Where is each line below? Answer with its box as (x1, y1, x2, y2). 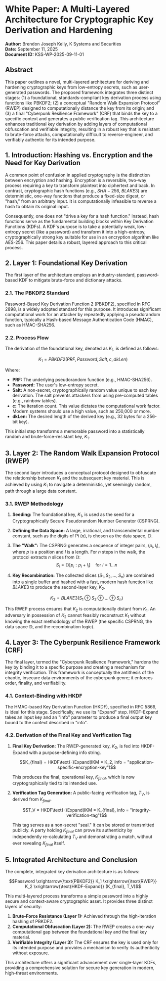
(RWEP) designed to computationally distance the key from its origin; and (5, 105, 154, 111)
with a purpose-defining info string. (29, 749, 101, 755)
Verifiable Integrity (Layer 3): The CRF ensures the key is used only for (12, 939, 159, 945)
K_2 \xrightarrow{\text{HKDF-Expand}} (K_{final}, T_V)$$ (25, 884, 141, 889)
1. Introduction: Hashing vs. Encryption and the (5, 151, 153, 159)
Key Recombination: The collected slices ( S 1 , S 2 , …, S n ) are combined (12, 572, 154, 580)
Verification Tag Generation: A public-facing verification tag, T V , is (12, 790, 150, 797)
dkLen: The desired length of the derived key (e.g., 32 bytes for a (12, 413, 146, 419)
